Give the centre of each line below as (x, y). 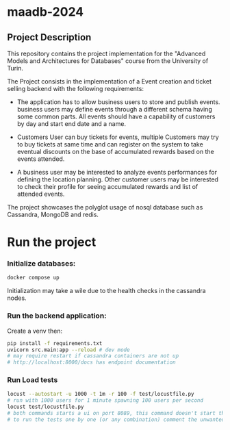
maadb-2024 (46, 12)
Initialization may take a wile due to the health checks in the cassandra (107, 291)
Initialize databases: (41, 264)
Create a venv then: (35, 331)
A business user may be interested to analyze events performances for (117, 172)
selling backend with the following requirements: (75, 89)
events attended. (41, 159)
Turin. (15, 68)
